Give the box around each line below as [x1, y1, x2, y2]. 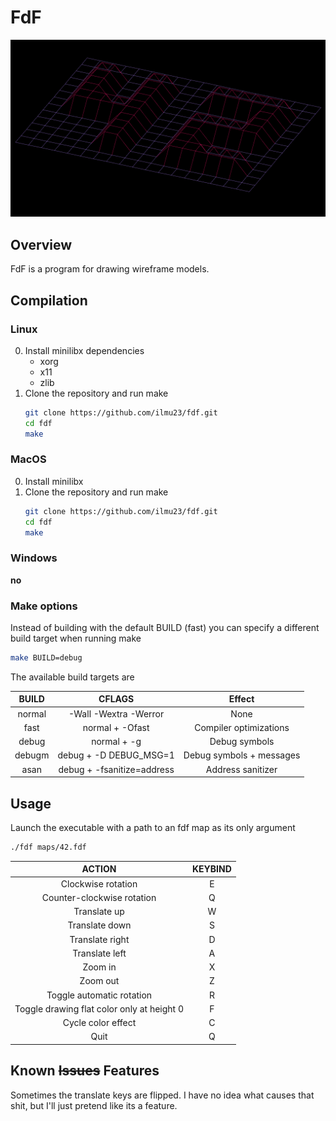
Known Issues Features [10, 1062, 160, 1080]
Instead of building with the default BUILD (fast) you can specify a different [10, 622, 320, 634]
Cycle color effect [62, 1017, 137, 1029]
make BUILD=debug [10, 653, 83, 663]
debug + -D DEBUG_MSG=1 [57, 749, 175, 761]
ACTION [81, 863, 117, 875]
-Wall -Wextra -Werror [68, 707, 165, 720]
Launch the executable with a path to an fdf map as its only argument [10, 822, 296, 834]
